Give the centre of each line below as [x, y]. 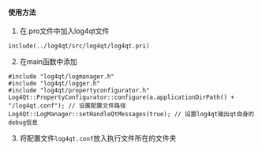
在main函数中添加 [48, 62]
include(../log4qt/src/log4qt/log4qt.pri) [79, 46]
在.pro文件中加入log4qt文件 [64, 31]
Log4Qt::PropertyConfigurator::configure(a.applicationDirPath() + [122, 98]
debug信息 [23, 123]
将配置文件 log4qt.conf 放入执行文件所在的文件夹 [98, 138]
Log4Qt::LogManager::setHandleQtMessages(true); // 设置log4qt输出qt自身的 [131, 115]
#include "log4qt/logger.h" [54, 84]
